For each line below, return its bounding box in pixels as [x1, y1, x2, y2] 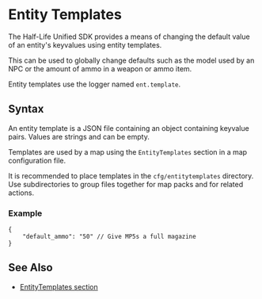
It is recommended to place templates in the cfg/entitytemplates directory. [8, 171, 254, 180]
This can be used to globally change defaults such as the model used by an [8, 56, 255, 65]
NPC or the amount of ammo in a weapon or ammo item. [8, 63, 192, 73]
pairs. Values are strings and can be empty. [8, 132, 150, 141]
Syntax [8, 102, 44, 116]
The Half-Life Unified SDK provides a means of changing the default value [8, 32, 251, 41]
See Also [8, 261, 53, 274]
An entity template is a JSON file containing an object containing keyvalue [8, 123, 249, 132]
